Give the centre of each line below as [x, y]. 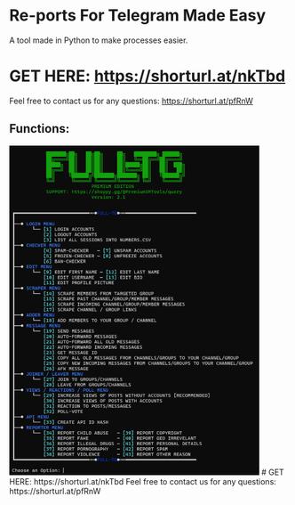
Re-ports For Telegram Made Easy [138, 16]
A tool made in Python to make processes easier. [99, 40]
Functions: [40, 129]
